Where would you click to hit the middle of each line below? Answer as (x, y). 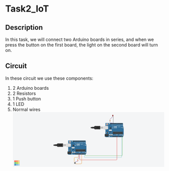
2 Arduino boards (31, 88)
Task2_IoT (27, 9)
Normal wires (26, 109)
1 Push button (27, 98)
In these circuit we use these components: (49, 78)
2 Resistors (24, 93)
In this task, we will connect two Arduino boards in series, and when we (79, 39)
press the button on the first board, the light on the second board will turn (81, 45)
